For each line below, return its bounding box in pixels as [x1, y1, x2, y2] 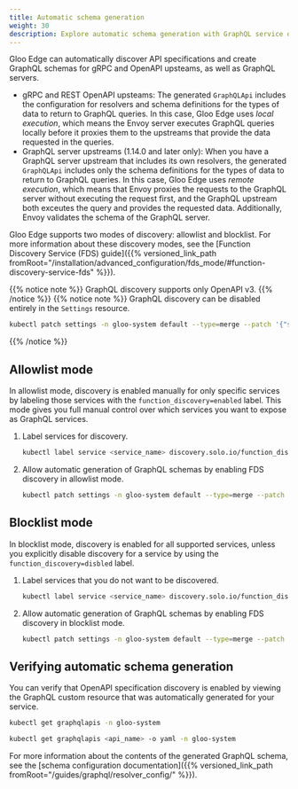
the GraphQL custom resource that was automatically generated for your [9, 692, 275, 703]
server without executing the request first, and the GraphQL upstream [21, 193, 278, 204]
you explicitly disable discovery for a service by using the [9, 548, 219, 559]
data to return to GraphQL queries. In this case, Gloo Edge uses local [21, 108, 274, 120]
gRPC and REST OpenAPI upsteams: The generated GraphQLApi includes [21, 90, 286, 100]
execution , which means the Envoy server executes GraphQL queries [21, 118, 275, 129]
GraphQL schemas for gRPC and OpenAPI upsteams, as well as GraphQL [9, 63, 276, 74]
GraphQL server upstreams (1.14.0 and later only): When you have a [21, 146, 269, 157]
